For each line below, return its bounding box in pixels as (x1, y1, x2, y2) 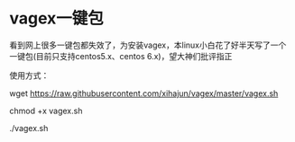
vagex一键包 (9, 8, 104, 29)
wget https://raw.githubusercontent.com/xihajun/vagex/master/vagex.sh (9, 87, 279, 99)
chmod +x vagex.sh (9, 105, 83, 116)
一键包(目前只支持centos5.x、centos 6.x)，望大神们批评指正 (9, 50, 233, 61)
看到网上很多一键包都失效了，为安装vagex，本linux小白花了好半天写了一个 (9, 40, 287, 50)
